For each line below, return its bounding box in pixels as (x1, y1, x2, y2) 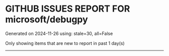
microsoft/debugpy (5, 14, 88, 25)
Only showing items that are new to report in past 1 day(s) (5, 40, 125, 46)
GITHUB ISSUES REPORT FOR (5, 3, 130, 15)
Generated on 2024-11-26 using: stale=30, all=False (5, 30, 113, 36)
